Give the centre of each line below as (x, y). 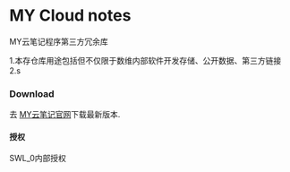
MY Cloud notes (70, 16)
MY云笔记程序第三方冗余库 (59, 41)
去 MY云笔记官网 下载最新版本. (65, 115)
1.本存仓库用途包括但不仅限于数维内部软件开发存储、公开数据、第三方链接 (145, 60)
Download (32, 93)
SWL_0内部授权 (38, 159)
